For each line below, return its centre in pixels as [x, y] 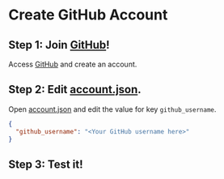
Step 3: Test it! [46, 164]
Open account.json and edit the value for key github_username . [112, 109]
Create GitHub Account [88, 15]
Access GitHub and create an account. [73, 64]
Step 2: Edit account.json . [75, 89]
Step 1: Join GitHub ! [59, 45]
